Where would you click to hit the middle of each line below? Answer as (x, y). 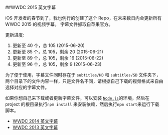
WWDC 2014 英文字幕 (35, 121)
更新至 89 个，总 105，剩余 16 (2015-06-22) (58, 58)
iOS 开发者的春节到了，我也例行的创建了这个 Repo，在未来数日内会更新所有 (83, 18)
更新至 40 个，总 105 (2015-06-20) (49, 45)
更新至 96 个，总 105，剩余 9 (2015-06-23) (57, 64)
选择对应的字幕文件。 (27, 87)
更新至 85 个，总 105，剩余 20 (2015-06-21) (58, 52)
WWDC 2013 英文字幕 (35, 127)
